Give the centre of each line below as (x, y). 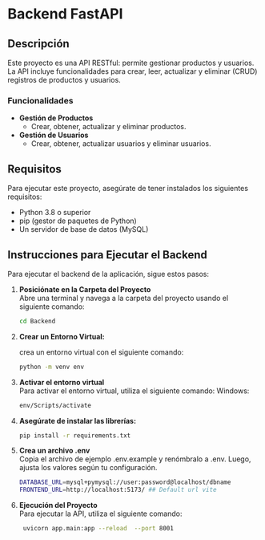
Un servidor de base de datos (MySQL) (84, 229)
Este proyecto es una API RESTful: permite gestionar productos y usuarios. (131, 63)
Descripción (38, 44)
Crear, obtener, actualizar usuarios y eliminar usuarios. (121, 144)
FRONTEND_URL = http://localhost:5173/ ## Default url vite (118, 490)
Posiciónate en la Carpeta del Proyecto (85, 289)
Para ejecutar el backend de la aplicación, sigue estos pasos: (108, 274)
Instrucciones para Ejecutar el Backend (107, 255)
